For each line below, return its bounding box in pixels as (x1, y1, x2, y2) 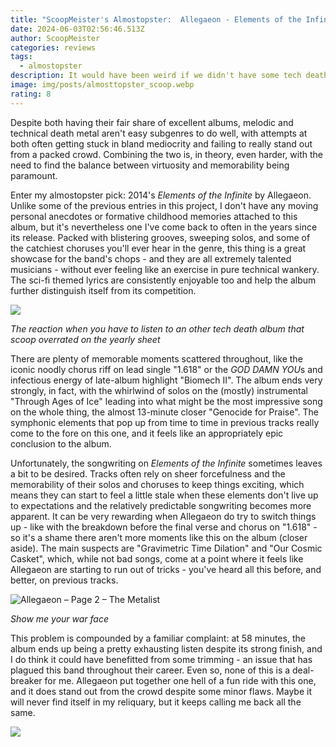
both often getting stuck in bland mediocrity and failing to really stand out (10, 137, 313, 150)
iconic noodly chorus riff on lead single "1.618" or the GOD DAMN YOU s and (10, 363, 323, 375)
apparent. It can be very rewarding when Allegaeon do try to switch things (10, 510, 317, 522)
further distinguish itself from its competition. (10, 284, 197, 296)
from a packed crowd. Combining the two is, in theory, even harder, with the (10, 148, 324, 160)
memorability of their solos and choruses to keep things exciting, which (10, 478, 305, 490)
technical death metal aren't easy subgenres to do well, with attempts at (10, 127, 308, 139)
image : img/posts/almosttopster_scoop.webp (10, 80, 195, 90)
